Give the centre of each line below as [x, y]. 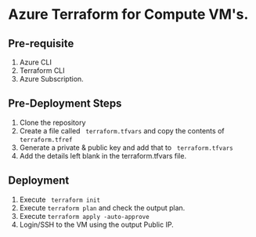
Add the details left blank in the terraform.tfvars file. [103, 155]
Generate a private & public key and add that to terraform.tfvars [126, 148]
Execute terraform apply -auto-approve [85, 216]
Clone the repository [52, 122]
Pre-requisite [41, 44]
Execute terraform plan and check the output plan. [102, 208]
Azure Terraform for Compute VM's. [128, 15]
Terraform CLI [42, 71]
